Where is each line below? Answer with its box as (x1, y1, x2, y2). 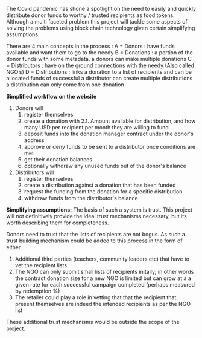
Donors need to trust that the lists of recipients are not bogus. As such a (6, 231, 186, 238)
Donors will (14, 105, 43, 111)
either (6, 244, 21, 250)
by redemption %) (14, 287, 60, 294)
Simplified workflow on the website (6, 93, 97, 100)
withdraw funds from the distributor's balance (24, 195, 139, 201)
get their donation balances (24, 156, 92, 163)
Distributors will (14, 169, 54, 176)
